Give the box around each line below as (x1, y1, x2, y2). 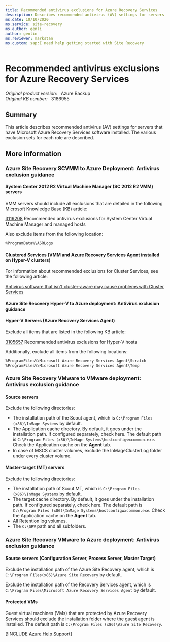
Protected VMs (5, 599, 38, 605)
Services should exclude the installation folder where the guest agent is (5, 616, 155, 622)
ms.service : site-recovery (5, 21, 62, 27)
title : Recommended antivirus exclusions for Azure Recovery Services (5, 7, 158, 13)
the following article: (5, 273, 48, 280)
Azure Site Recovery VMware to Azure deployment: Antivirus (5, 536, 160, 543)
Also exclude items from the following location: (5, 231, 103, 237)
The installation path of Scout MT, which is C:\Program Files (12, 486, 140, 492)
